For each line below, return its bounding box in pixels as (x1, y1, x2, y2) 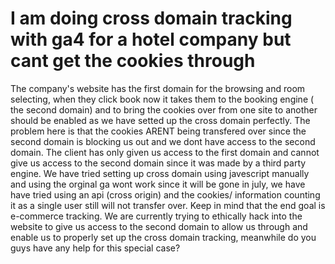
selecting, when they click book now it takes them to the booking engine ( (10, 93, 315, 105)
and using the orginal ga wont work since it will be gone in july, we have (10, 178, 306, 190)
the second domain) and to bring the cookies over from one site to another (10, 103, 318, 116)
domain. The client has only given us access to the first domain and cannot (10, 146, 320, 158)
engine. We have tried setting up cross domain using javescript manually (10, 167, 310, 179)
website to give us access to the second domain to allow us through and (10, 220, 308, 232)
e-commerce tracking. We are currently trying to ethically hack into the (10, 210, 303, 222)
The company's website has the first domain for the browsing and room (10, 82, 306, 94)
